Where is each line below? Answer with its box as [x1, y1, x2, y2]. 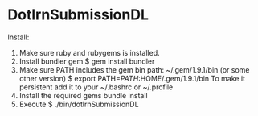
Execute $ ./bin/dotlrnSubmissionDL [18, 99, 139, 109]
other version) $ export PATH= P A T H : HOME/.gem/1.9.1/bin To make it [18, 73, 246, 83]
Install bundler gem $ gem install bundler [18, 56, 155, 66]
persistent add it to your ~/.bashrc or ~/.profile [18, 82, 174, 92]
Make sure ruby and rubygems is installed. [18, 48, 160, 57]
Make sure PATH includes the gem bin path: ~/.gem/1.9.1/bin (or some [18, 64, 250, 74]
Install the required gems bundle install [18, 90, 148, 100]
